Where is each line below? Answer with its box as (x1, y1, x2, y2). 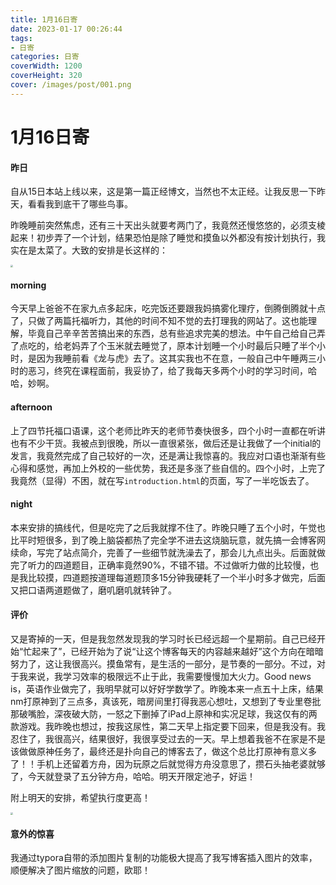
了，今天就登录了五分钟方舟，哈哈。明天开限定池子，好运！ (10, 770, 256, 782)
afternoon (10, 401, 53, 413)
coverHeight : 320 (10, 71, 83, 81)
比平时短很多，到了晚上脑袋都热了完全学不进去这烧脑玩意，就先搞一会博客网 (10, 534, 326, 546)
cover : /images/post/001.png (10, 80, 132, 90)
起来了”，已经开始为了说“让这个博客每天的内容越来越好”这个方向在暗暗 (31, 645, 324, 657)
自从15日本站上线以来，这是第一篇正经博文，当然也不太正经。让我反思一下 (10, 186, 317, 198)
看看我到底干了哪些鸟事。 (27, 198, 133, 210)
